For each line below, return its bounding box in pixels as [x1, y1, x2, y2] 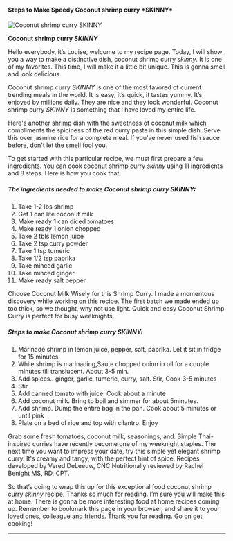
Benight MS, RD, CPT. [8, 469, 70, 478]
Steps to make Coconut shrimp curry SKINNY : [8, 327, 143, 336]
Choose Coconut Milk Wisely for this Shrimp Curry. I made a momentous [8, 290, 215, 298]
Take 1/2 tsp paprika [17, 254, 76, 263]
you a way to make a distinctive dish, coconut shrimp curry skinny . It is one [8, 55, 222, 64]
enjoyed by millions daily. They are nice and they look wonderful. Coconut [8, 98, 218, 107]
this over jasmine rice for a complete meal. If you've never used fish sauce [8, 134, 220, 142]
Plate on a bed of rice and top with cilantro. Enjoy [17, 419, 158, 427]
